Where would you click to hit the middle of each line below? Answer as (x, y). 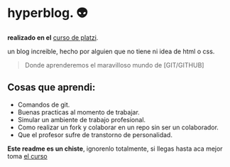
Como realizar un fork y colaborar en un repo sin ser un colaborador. (118, 127)
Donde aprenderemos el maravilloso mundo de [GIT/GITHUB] (114, 65)
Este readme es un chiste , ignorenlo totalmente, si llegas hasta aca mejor (115, 149)
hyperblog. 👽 (48, 13)
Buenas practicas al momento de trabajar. (78, 112)
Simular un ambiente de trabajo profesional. (82, 119)
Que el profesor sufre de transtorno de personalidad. (95, 134)
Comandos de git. (44, 104)
